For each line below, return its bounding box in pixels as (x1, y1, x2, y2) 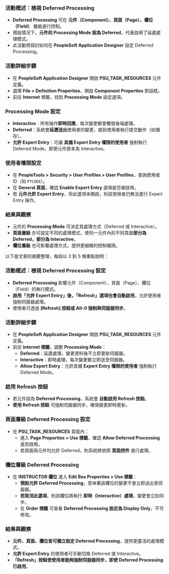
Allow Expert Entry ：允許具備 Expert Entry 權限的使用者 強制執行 (20, 363, 157, 369)
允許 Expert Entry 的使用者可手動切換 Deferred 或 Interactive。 (12, 551, 144, 557)
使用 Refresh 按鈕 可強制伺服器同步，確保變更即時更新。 (12, 402, 130, 408)
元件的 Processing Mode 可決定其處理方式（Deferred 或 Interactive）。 (12, 224, 160, 230)
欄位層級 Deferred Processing (5, 461, 79, 468)
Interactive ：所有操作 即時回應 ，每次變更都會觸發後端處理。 (12, 120, 138, 126)
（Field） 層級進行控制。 (12, 23, 65, 29)
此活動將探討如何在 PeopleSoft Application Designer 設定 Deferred (12, 42, 154, 49)
